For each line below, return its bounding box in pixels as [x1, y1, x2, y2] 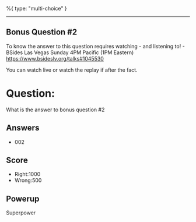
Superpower [6, 209, 36, 216]
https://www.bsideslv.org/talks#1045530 [6, 55, 104, 62]
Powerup [6, 193, 40, 203]
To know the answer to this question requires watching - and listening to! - [6, 43, 185, 50]
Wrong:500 [14, 177, 42, 184]
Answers [6, 123, 40, 133]
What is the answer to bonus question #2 [6, 106, 105, 113]
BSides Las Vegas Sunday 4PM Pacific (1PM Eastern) [6, 49, 134, 56]
